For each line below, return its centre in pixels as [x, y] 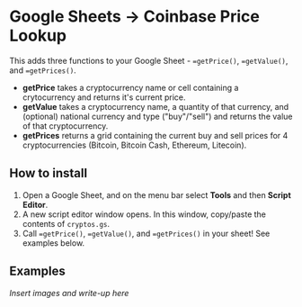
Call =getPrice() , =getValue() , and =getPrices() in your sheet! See [146, 233]
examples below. [53, 243]
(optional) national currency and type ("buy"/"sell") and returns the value [157, 116]
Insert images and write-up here [69, 293]
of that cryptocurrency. [65, 126]
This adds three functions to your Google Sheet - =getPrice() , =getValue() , [149, 60]
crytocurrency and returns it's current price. [104, 97]
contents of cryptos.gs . [66, 223]
